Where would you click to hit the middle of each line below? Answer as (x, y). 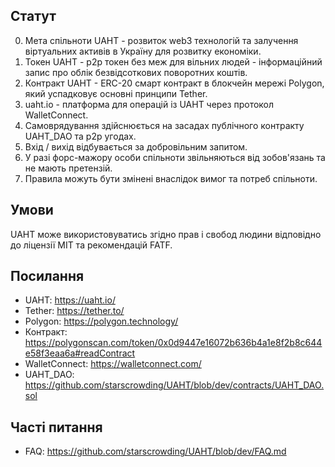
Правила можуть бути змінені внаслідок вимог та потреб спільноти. (171, 178)
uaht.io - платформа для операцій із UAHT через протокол (149, 104)
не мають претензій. (68, 168)
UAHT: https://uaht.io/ (70, 300)
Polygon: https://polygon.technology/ (101, 321)
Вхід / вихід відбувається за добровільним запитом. (136, 146)
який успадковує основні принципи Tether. (116, 93)
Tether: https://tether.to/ (74, 311)
